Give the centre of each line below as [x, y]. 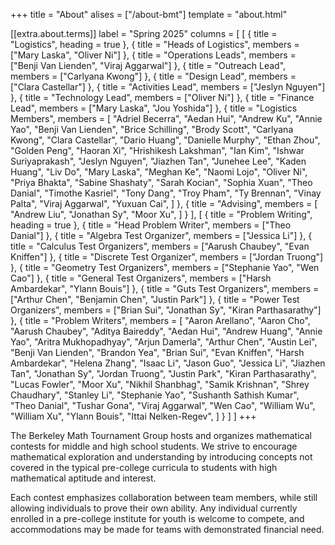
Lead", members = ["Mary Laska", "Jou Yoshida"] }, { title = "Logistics [154, 108]
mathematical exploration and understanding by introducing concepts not [161, 457]
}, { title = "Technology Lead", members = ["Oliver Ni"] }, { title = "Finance [162, 97]
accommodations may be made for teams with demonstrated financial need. [167, 529]
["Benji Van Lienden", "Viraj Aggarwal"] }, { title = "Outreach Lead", [148, 65]
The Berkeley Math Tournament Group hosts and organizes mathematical [161, 435]
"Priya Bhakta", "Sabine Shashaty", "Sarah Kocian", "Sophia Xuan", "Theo [161, 182]
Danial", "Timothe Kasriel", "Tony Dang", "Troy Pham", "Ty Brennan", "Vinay [166, 193]
